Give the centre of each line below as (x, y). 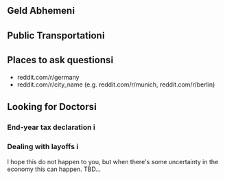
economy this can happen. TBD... (54, 169)
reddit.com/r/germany (48, 77)
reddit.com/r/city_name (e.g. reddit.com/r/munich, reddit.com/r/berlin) (116, 85)
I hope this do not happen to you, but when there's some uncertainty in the (113, 162)
